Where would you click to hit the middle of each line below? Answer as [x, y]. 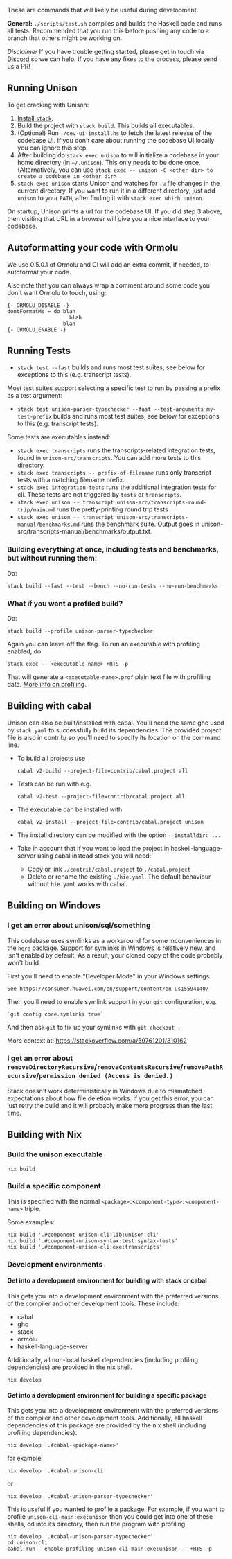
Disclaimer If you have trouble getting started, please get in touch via [106, 52]
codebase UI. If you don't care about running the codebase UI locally [116, 140]
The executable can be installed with [70, 809]
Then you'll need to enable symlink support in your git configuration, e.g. [112, 1001]
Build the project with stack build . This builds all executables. [106, 125]
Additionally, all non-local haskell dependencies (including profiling [103, 1359]
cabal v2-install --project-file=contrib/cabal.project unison [110, 822]
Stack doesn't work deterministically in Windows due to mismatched [105, 1091]
